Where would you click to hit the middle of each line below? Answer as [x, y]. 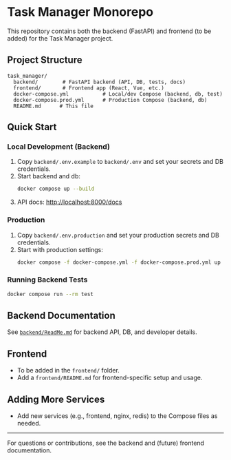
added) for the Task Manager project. [60, 38]
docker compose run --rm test [51, 294]
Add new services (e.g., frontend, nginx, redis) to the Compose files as [117, 416]
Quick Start [32, 127]
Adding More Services [56, 399]
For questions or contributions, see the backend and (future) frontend [106, 443]
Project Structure [45, 60]
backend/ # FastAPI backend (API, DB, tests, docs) [100, 82]
